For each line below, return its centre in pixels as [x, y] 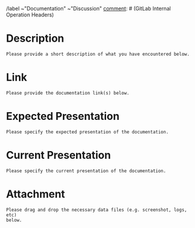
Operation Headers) [30, 15]
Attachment [36, 194]
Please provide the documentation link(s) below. [68, 93]
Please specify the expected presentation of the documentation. [87, 132]
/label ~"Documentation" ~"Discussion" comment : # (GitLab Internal [88, 9]
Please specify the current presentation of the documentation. [86, 171]
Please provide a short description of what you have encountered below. [98, 54]
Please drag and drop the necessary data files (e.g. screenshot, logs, [97, 210]
